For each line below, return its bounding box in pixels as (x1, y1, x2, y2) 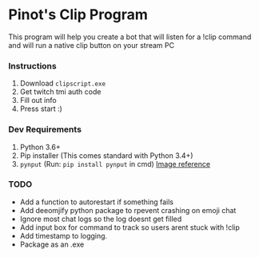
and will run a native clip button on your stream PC (8, 40, 174, 49)
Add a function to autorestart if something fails (19, 197, 174, 207)
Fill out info (19, 96, 58, 105)
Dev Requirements (8, 124, 82, 135)
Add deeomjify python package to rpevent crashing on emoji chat (19, 205, 237, 215)
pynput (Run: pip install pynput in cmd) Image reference (19, 159, 210, 168)
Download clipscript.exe (19, 78, 106, 89)
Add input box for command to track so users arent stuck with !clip (19, 222, 240, 232)
